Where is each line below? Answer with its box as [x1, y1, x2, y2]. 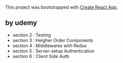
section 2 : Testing [12, 32, 51, 38]
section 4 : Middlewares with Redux [12, 42, 87, 48]
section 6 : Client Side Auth [12, 53, 70, 59]
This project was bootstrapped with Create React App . [5, 4, 118, 10]
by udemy [5, 18, 37, 27]
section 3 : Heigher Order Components [12, 37, 93, 43]
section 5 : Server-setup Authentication [12, 47, 95, 54]
